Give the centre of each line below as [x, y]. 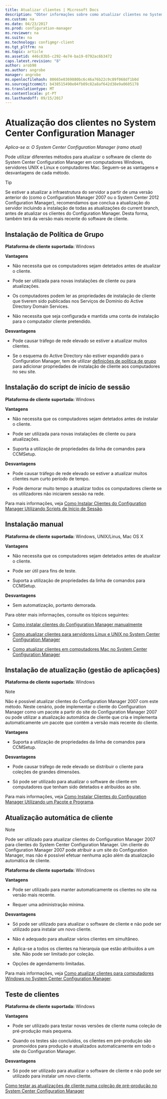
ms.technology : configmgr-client [40, 42]
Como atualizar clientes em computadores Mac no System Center [80, 649]
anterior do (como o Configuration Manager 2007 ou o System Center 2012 [82, 197]
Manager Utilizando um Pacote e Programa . [50, 802]
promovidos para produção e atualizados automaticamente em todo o [84, 1046]
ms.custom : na [20, 19]
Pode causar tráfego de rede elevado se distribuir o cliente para [78, 767]
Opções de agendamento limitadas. [49, 964]
